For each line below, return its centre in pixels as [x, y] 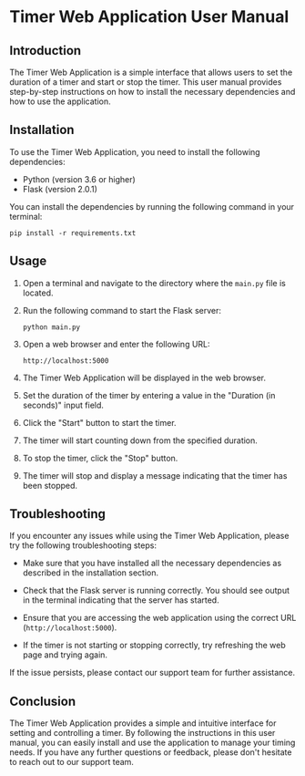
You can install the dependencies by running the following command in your [152, 206]
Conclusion [43, 701]
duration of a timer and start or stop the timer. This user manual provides [146, 82]
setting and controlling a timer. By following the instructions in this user [142, 733]
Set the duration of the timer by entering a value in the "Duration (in [149, 395]
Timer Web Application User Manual [149, 17]
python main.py [51, 327]
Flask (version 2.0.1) [60, 189]
